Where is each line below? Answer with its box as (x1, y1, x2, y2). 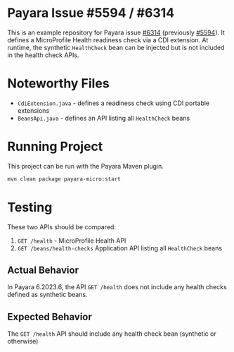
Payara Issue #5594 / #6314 (7, 5, 174, 21)
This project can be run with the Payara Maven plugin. (7, 162, 164, 170)
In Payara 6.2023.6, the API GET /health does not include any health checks (7, 283, 227, 291)
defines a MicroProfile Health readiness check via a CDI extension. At (7, 35, 209, 44)
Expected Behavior (7, 310, 93, 322)
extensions (17, 106, 50, 114)
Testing (7, 199, 53, 215)
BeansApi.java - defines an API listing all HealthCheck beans (17, 114, 190, 122)
